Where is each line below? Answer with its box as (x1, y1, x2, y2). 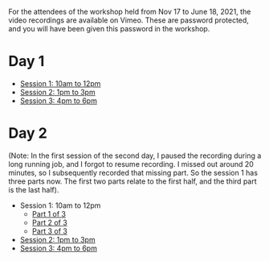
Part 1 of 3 (31, 209, 67, 218)
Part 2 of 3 (31, 217, 68, 227)
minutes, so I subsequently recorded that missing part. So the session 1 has (8, 168, 259, 177)
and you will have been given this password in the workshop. (8, 24, 210, 33)
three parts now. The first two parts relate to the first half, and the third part (8, 176, 257, 186)
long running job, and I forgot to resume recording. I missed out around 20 (8, 159, 255, 168)
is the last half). (8, 184, 59, 194)
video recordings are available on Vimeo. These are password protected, (8, 15, 249, 25)
